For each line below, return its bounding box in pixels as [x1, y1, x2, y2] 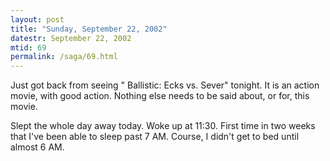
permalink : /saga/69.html [10, 52, 118, 62]
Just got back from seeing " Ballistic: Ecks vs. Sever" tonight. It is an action [10, 79, 320, 91]
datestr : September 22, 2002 [10, 33, 132, 43]
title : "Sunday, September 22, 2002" [10, 24, 168, 34]
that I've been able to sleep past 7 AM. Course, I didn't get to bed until [10, 131, 300, 143]
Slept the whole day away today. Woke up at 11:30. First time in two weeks [10, 120, 316, 132]
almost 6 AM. [10, 141, 65, 153]
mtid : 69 [10, 42, 47, 53]
